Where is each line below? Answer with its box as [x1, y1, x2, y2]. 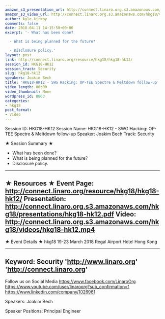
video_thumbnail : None [5, 89, 52, 94]
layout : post [5, 52, 32, 57]
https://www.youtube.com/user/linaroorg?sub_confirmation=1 [5, 284, 130, 289]
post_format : [5, 107, 32, 112]
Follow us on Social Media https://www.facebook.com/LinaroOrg [5, 278, 136, 284]
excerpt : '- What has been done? [5, 30, 74, 35]
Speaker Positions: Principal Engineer [5, 308, 81, 314]
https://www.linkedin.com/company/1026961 [5, 289, 96, 295]
